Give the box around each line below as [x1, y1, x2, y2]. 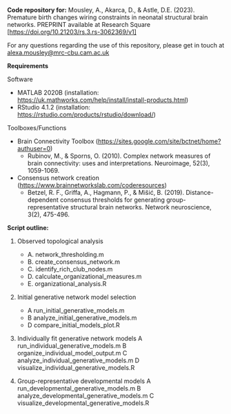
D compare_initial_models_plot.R [27, 321, 121, 329]
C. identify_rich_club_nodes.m [27, 265, 113, 273]
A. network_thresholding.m [27, 251, 105, 258]
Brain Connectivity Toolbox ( [17, 137, 99, 145]
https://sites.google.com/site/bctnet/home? [97, 137, 221, 145]
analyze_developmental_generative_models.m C [17, 392, 154, 400]
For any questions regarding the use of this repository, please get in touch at [7, 41, 225, 49]
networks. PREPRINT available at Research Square [7, 21, 151, 28]
